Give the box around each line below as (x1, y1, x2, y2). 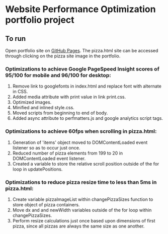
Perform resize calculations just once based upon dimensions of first (12, 217, 155, 223)
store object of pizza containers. (12, 201, 80, 207)
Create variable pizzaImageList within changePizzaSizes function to (12, 196, 153, 202)
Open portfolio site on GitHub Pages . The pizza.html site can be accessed (5, 48, 158, 53)
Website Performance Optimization (5, 4, 156, 15)
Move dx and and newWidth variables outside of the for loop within (12, 207, 152, 213)
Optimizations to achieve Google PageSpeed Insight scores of (5, 65, 159, 72)
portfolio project (5, 14, 74, 26)
